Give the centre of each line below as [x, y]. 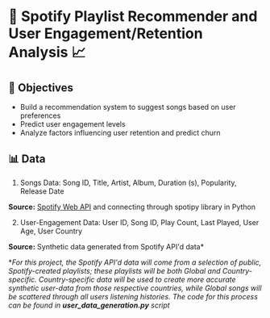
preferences [40, 115]
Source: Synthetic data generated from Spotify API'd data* [106, 246]
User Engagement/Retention [106, 33]
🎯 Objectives [41, 88]
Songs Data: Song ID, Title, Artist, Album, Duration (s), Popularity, [128, 182]
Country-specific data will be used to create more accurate [137, 279]
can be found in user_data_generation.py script [89, 305]
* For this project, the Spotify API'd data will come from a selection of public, [135, 262]
